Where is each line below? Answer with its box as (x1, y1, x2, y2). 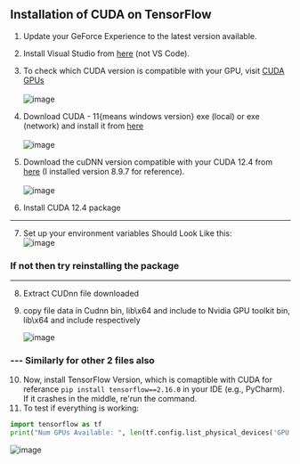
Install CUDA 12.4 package (22, 202, 121, 213)
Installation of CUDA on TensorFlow (10, 7, 212, 22)
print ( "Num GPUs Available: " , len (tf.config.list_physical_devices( (10, 428, 274, 437)
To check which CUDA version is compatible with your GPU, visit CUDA (22, 65, 285, 76)
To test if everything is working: (22, 403, 140, 413)
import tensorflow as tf (10, 420, 102, 429)
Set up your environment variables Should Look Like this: (22, 227, 232, 239)
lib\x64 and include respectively (22, 315, 141, 326)
